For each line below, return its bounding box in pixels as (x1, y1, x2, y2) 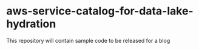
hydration (6, 17, 56, 31)
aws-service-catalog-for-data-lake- (6, 4, 194, 18)
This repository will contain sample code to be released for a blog (6, 37, 170, 44)
